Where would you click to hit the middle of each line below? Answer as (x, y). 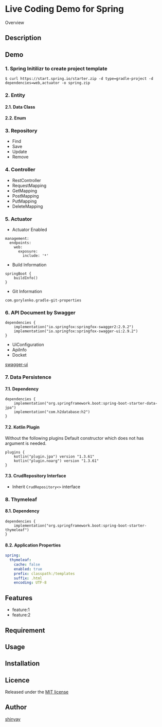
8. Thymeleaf (21, 499)
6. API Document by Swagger (40, 313)
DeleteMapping (27, 206)
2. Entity (15, 95)
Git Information (27, 292)
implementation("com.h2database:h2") (52, 412)
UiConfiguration (28, 345)
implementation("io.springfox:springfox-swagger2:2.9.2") (74, 327)
